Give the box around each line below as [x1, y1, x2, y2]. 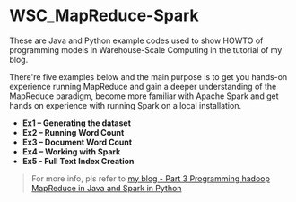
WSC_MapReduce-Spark [9, 5, 199, 26]
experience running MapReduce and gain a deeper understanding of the [9, 81, 277, 92]
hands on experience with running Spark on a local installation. [9, 100, 242, 110]
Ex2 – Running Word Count [22, 127, 125, 137]
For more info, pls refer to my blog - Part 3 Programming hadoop [30, 172, 271, 184]
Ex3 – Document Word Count [22, 136, 133, 147]
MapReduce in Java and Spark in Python [30, 182, 182, 193]
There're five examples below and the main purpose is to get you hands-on [9, 71, 288, 82]
